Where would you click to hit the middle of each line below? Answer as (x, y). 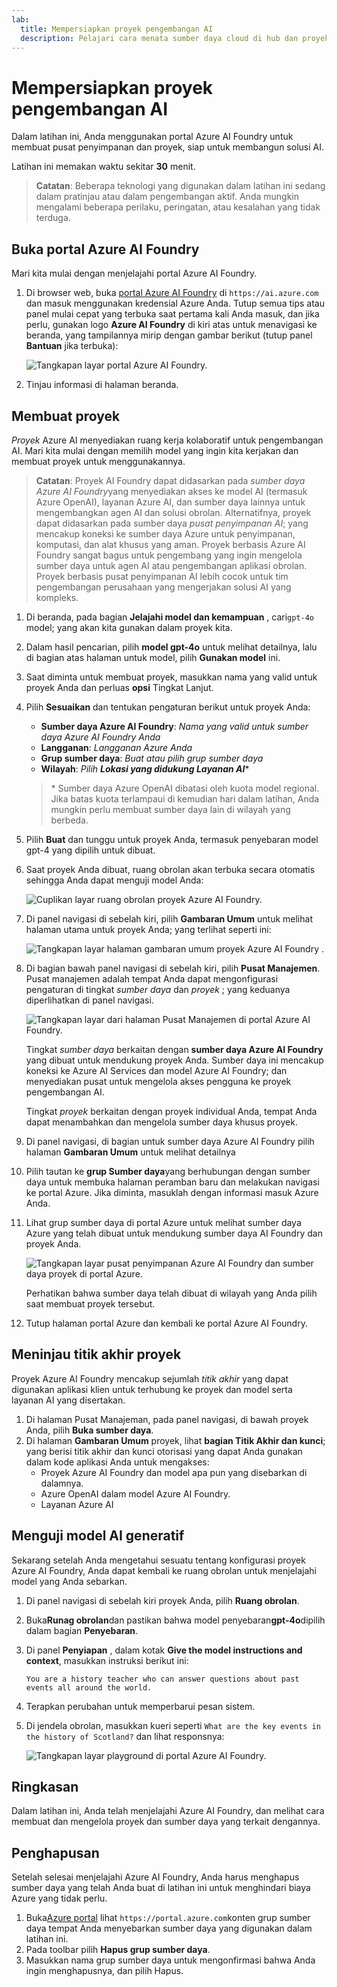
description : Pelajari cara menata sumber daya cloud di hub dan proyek (175, 38)
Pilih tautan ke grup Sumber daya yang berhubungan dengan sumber (168, 1171)
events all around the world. (89, 1687)
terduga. (53, 218)
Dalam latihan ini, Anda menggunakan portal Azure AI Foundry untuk (152, 137)
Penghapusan (55, 1852)
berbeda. (69, 820)
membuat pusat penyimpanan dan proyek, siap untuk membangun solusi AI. (167, 147)
